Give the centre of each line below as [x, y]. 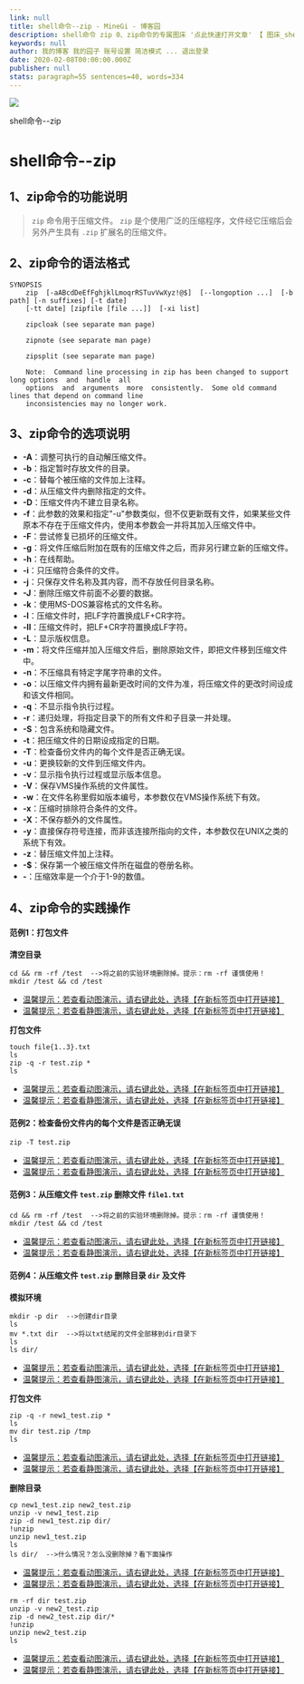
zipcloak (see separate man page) [90, 324]
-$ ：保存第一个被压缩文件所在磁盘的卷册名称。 [110, 865]
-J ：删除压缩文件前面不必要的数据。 [90, 593]
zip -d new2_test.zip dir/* [62, 1616]
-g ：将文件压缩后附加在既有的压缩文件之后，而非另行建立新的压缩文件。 [158, 548]
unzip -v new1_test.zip [54, 1513]
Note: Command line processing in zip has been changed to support [157, 372]
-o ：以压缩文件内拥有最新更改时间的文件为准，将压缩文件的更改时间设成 [157, 684]
